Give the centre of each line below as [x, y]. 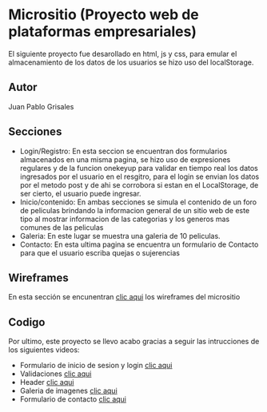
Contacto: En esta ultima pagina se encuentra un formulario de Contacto [139, 244]
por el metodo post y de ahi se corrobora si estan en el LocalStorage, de [139, 184]
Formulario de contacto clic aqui [73, 399]
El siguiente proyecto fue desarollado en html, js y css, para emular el [123, 53]
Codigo [27, 322]
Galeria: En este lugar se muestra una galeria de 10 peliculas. [120, 236]
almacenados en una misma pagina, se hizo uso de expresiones [125, 159]
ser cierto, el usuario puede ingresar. [80, 193]
